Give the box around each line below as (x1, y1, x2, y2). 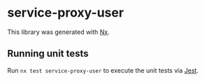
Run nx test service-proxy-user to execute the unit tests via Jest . (7, 66, 199, 74)
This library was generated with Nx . (7, 28, 110, 36)
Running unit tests (7, 48, 89, 60)
